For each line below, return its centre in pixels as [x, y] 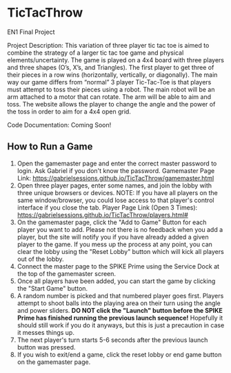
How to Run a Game [50, 147]
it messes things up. [46, 332]
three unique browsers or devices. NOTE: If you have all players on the [118, 192]
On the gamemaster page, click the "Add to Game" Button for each [112, 222]
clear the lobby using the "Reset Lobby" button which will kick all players [120, 251]
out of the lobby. [40, 259]
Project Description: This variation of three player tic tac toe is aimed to [108, 45]
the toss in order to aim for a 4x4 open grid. [69, 111]
